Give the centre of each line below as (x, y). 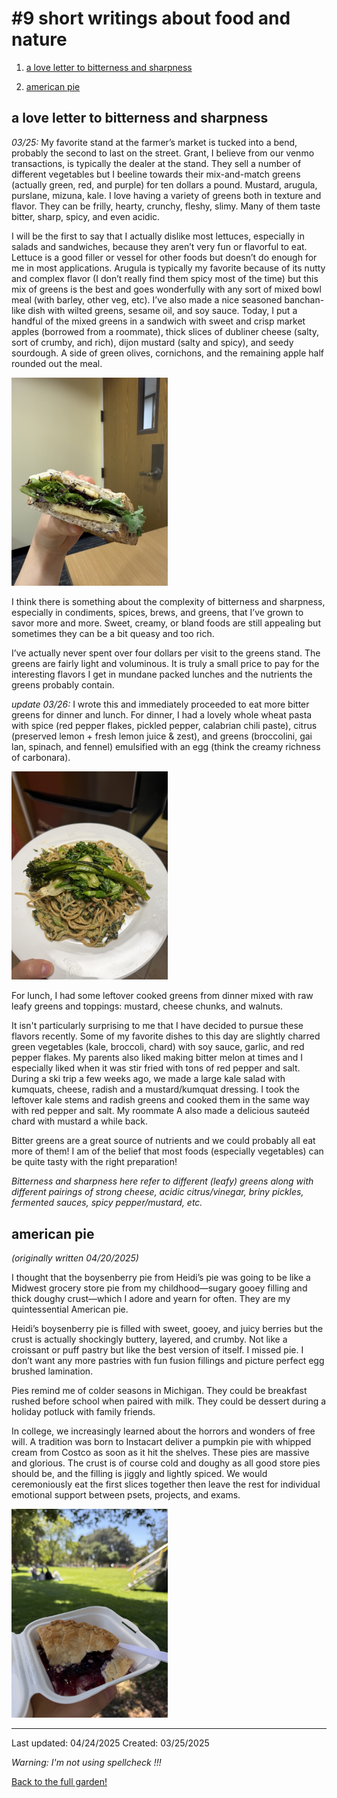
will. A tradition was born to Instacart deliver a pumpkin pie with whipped (161, 1442)
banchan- (304, 299)
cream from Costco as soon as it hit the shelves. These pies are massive (160, 1453)
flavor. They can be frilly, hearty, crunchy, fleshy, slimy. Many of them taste (166, 206)
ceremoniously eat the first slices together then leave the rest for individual (166, 1484)
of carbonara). (41, 758)
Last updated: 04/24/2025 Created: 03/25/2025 (110, 1743)
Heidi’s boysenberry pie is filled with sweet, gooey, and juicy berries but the (167, 1329)
